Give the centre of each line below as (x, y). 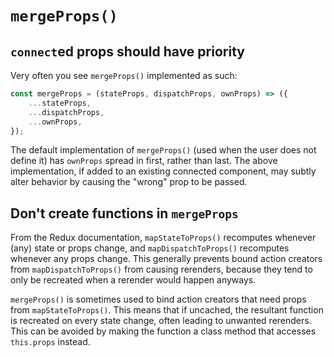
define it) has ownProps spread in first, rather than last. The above (144, 161)
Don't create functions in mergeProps (124, 213)
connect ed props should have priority (127, 51)
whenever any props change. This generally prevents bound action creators (166, 259)
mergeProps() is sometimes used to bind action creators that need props (158, 299)
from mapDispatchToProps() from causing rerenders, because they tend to (161, 269)
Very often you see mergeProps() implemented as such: (124, 75)
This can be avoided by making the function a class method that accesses (163, 331)
